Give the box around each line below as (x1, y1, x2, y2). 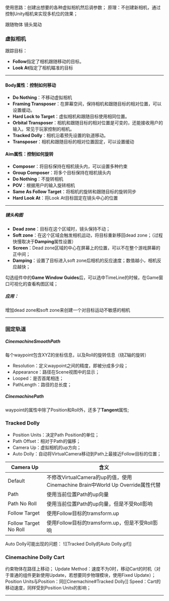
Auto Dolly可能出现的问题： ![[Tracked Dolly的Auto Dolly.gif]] (5, 540, 132, 547)
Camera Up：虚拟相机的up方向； (12, 444, 81, 450)
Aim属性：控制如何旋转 (5, 151, 54, 157)
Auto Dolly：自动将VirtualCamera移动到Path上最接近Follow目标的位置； (12, 450, 162, 456)
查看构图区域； (27, 281, 58, 287)
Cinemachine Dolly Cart (5, 553, 65, 561)
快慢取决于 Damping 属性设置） (12, 238, 76, 244)
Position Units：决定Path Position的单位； (12, 432, 100, 438)
